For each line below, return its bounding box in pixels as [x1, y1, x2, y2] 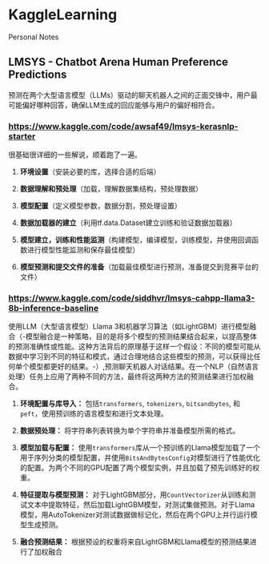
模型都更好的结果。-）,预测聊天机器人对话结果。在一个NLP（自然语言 [29, 362, 259, 372]
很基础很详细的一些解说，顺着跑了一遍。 [8, 150, 142, 159]
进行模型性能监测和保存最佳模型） [26, 245, 140, 255]
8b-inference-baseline [8, 302, 99, 313]
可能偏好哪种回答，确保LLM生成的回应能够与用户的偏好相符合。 [8, 100, 219, 110]
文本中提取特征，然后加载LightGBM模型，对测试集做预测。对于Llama [26, 500, 255, 510]
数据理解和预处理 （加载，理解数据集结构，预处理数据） [19, 184, 203, 194]
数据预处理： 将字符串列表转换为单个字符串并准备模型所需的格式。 [19, 426, 240, 436]
